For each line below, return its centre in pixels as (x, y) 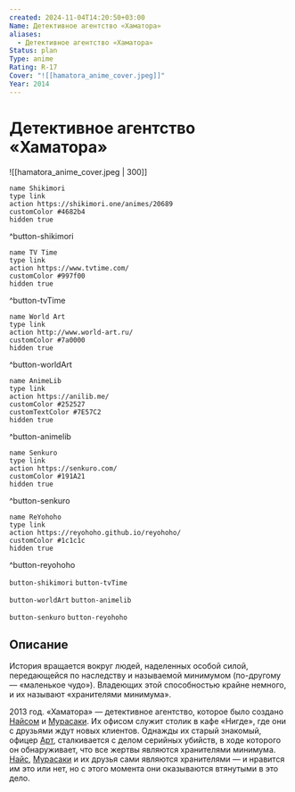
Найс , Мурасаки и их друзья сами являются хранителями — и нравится (147, 759)
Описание (39, 644)
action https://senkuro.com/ (63, 468)
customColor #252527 (48, 404)
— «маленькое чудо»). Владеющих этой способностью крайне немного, (148, 685)
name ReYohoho (36, 517)
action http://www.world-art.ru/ (71, 332)
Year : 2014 (29, 84)
